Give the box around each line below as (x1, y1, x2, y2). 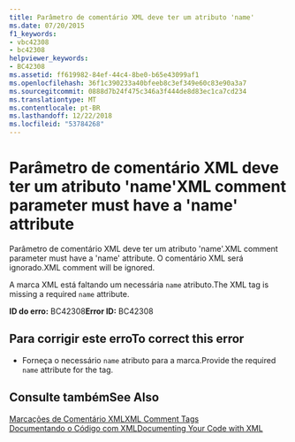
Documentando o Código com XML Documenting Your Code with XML (9, 423, 263, 433)
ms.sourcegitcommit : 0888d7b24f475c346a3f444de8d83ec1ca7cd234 (9, 87, 247, 95)
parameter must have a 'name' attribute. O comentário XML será (9, 253, 244, 263)
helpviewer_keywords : (9, 54, 89, 63)
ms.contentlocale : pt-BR (9, 103, 101, 112)
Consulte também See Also (9, 390, 160, 405)
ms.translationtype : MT (9, 95, 97, 104)
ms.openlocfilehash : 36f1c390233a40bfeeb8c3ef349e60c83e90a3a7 (9, 79, 247, 88)
